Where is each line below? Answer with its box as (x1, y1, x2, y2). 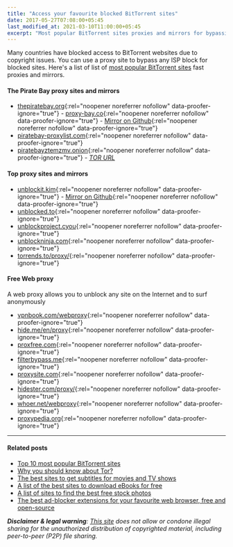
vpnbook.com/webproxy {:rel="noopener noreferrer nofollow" (17, 310, 193, 319)
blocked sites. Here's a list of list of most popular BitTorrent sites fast (7, 63, 205, 71)
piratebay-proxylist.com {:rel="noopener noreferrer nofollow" (17, 131, 191, 140)
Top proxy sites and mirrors (7, 169, 89, 178)
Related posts (7, 444, 48, 452)
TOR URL (89, 153, 116, 162)
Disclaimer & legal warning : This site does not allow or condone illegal (7, 517, 211, 525)
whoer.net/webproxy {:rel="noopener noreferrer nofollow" (17, 399, 182, 407)
